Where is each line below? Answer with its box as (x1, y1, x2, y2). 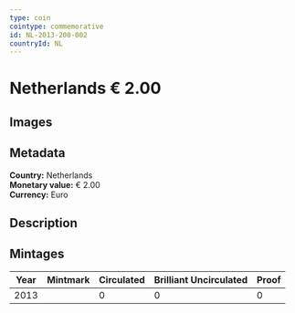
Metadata (9, 145, 66, 161)
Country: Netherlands (9, 170, 93, 181)
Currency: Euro (9, 189, 68, 200)
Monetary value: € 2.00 (9, 179, 100, 190)
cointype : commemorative (9, 22, 104, 31)
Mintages (9, 246, 65, 262)
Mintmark (47, 273, 90, 286)
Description (9, 215, 78, 231)
